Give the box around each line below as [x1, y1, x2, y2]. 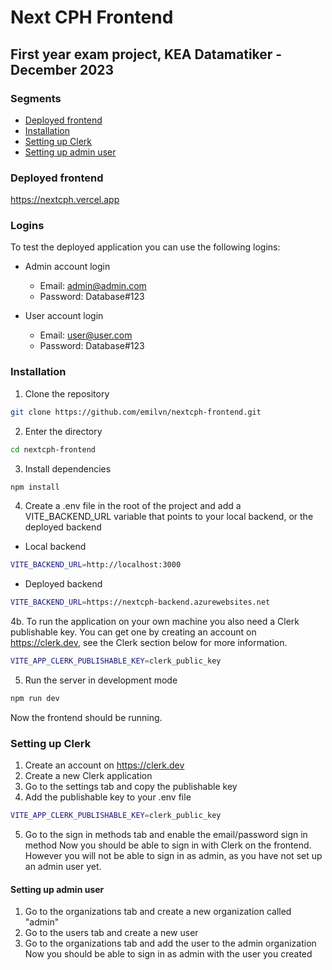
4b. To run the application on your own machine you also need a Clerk [10, 616, 300, 628]
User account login [24, 310, 104, 322]
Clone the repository [24, 387, 110, 400]
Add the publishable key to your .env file [24, 791, 192, 803]
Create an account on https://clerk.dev [24, 759, 185, 771]
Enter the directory [24, 425, 103, 437]
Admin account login [24, 261, 111, 273]
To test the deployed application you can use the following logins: [10, 241, 281, 253]
